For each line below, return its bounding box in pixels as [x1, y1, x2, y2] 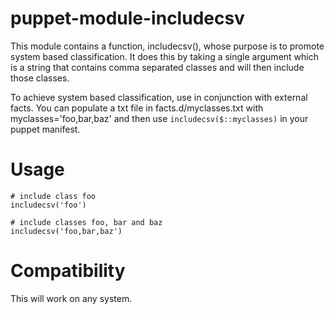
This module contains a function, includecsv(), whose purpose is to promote [10, 40, 325, 52]
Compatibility [10, 260, 126, 282]
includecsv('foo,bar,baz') [10, 226, 123, 236]
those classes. [10, 72, 70, 84]
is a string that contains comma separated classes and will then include [10, 61, 305, 73]
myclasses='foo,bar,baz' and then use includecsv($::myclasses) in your [10, 112, 309, 124]
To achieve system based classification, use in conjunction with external [10, 91, 308, 103]
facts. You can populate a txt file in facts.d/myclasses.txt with [10, 102, 264, 114]
